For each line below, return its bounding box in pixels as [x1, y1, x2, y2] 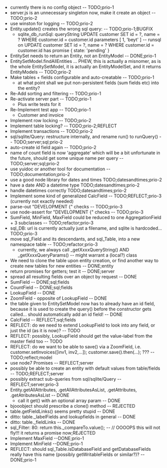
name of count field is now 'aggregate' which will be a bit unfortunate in [10, 150, 161, 156]
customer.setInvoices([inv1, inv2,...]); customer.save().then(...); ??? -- [10, 349, 155, 355]
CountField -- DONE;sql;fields [10, 284, 73, 291]
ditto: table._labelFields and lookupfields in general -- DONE [10, 414, 136, 420]
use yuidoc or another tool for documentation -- [10, 166, 111, 172]
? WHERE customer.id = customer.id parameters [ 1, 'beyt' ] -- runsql [17, 37, 161, 43]
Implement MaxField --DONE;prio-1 [10, 436, 84, 441]
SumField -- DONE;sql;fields [10, 279, 70, 285]
